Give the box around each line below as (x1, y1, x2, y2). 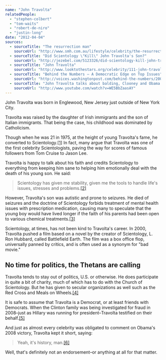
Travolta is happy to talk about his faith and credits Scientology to (5, 160, 138, 166)
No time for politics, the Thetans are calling (5, 261, 141, 269)
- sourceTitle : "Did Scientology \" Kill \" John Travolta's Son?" (9, 53, 147, 59)
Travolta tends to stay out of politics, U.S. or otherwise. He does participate (5, 274, 159, 280)
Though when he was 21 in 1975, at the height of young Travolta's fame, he (5, 134, 158, 140)
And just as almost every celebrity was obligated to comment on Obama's (5, 325, 156, 331)
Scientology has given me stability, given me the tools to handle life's (17, 180, 158, 186)
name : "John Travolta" (5, 7, 52, 12)
